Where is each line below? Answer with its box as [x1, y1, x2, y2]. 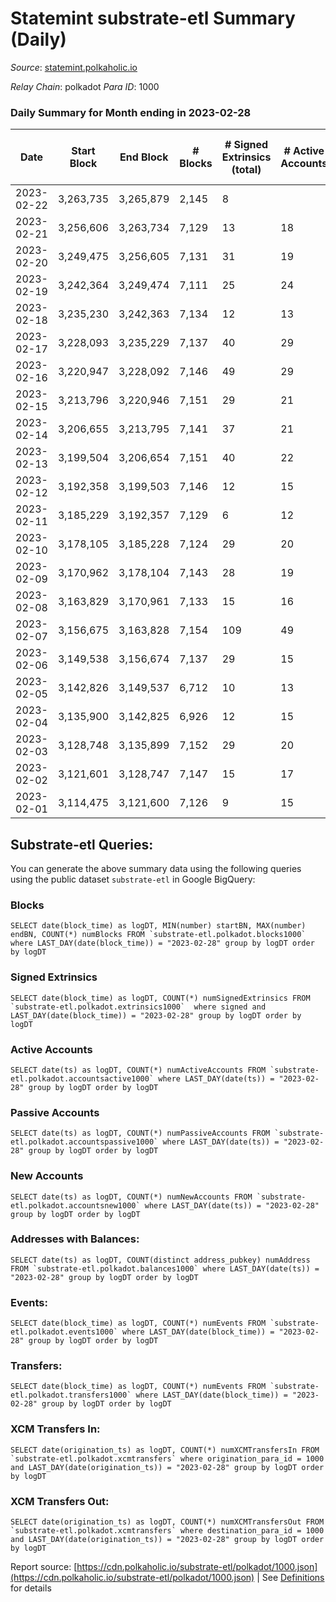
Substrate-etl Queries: [10, 836, 154, 853]
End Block [119, 150, 169, 164]
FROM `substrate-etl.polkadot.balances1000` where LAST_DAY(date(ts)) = [10, 1263, 320, 1274]
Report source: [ [10, 1561, 78, 1573]
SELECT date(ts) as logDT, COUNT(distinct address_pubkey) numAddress [10, 1255, 311, 1265]
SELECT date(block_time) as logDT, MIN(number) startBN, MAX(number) [10, 921, 307, 931]
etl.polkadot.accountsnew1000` [10, 1200, 141, 1211]
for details [10, 1582, 52, 1594]
